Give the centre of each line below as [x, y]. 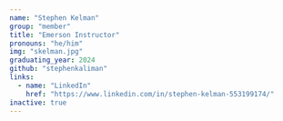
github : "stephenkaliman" [58, 69]
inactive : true [38, 102]
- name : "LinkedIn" [55, 86]
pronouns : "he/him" [46, 43]
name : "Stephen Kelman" [55, 18]
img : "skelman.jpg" [46, 52]
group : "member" [40, 26]
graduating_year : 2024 [52, 60]
